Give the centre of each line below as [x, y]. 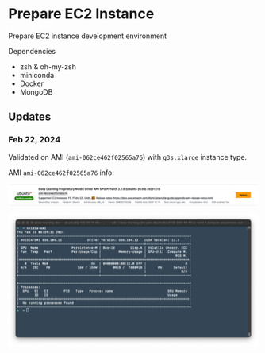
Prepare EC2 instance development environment [88, 36]
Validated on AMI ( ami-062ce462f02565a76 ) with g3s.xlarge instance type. [128, 157]
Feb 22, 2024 [35, 140]
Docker [32, 83]
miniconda [37, 75]
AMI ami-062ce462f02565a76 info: [61, 173]
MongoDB [36, 91]
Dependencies [32, 51]
